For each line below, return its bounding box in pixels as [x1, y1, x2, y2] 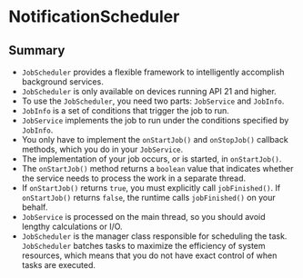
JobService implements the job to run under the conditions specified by [21, 115, 289, 125]
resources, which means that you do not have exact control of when [21, 250, 278, 261]
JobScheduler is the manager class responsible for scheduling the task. [21, 231, 288, 242]
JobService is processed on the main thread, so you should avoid [21, 212, 266, 222]
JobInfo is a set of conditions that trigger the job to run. [21, 105, 229, 115]
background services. [21, 76, 104, 87]
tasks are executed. [21, 260, 96, 270]
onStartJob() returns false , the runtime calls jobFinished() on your [21, 193, 276, 203]
